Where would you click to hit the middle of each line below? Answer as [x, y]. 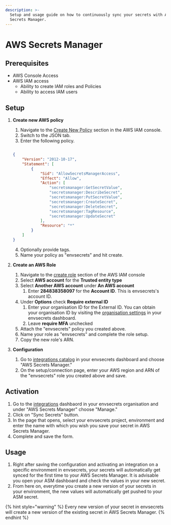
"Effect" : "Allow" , [61, 178]
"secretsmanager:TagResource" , [82, 211]
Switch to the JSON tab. [46, 135]
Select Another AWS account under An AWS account [77, 285]
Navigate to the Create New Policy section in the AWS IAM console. [91, 130]
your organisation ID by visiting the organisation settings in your [95, 312]
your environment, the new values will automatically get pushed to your [88, 491]
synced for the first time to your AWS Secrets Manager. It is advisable [85, 475]
